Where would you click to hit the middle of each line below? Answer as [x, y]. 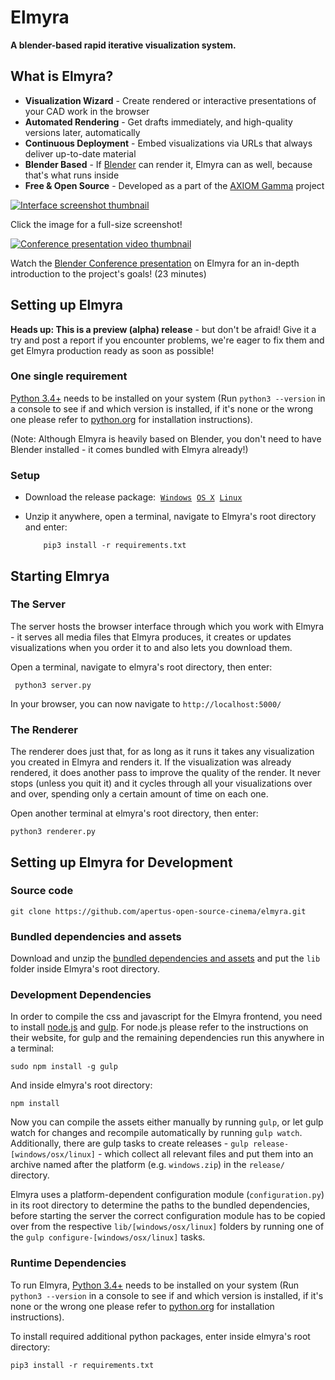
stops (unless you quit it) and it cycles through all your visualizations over [161, 783]
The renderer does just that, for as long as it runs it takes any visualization [162, 752]
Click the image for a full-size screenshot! [96, 224]
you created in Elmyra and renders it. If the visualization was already [151, 762]
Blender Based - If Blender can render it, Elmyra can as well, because [168, 164]
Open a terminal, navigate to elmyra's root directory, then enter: [141, 667]
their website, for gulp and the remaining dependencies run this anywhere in [167, 1038]
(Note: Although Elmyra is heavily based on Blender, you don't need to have [166, 438]
